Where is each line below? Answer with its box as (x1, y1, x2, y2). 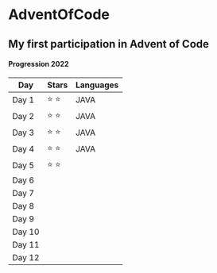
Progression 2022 (8, 60, 69, 69)
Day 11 (12, 239, 40, 250)
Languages (75, 79, 119, 90)
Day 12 (12, 252, 40, 263)
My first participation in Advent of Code (8, 37, 209, 51)
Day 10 (12, 226, 40, 237)
